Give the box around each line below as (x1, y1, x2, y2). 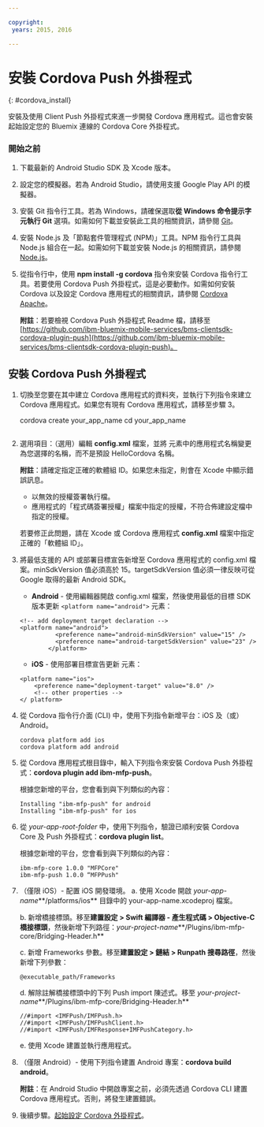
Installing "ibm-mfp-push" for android (19, 800, 151, 808)
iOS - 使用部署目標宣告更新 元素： (31, 659, 143, 668)
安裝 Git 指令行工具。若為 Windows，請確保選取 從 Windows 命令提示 (19, 206, 245, 215)
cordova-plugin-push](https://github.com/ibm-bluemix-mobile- (19, 333, 225, 342)
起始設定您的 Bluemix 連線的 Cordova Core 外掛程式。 (8, 121, 184, 131)
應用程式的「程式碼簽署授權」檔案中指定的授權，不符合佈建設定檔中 (31, 501, 253, 511)
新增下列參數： (19, 957, 69, 966)
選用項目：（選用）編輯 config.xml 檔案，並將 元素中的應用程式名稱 (19, 438, 238, 448)
